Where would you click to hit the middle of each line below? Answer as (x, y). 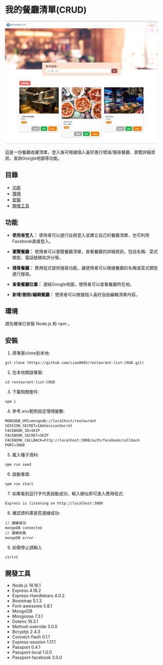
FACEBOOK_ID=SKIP (23, 431)
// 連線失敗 (16, 533)
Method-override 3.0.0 (35, 627)
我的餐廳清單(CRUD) (46, 10)
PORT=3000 (15, 445)
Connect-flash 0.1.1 (31, 637)
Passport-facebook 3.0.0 (37, 658)
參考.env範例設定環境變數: (38, 411)
